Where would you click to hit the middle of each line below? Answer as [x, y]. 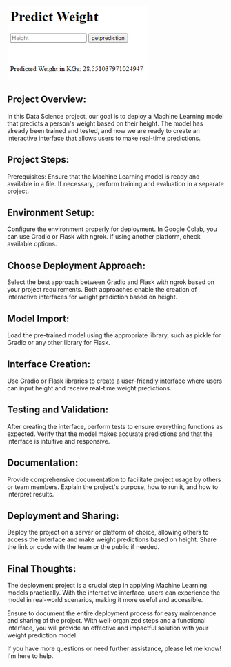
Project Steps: [38, 160]
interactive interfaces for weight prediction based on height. [92, 297]
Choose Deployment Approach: [77, 265]
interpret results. [31, 494]
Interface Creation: [49, 364]
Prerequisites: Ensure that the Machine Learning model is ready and [103, 176]
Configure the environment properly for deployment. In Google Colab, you [112, 229]
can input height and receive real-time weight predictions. [89, 388]
